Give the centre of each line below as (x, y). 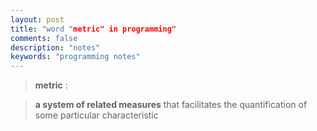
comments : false (44, 38)
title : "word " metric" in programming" (93, 29)
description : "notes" (55, 47)
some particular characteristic (96, 115)
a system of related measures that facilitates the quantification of (171, 105)
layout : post (37, 19)
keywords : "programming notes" (75, 57)
